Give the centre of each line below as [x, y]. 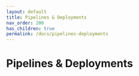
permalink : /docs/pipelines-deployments [58, 34]
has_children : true [31, 28]
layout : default [26, 12]
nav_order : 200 [25, 23]
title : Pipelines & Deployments [46, 17]
